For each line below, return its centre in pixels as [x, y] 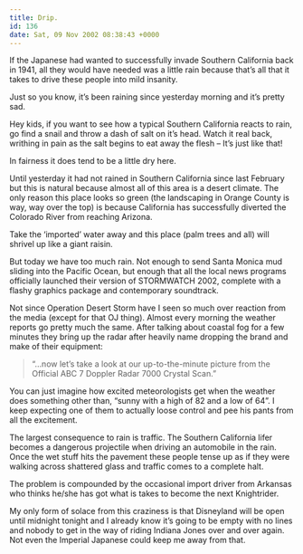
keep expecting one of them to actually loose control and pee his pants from [151, 411]
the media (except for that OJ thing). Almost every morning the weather [142, 318]
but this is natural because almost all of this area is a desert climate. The [144, 188]
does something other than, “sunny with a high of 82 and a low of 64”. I [142, 401]
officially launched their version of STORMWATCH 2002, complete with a [145, 281]
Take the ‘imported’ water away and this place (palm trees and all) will [139, 234]
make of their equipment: [57, 347]
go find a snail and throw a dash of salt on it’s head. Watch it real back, [141, 134]
